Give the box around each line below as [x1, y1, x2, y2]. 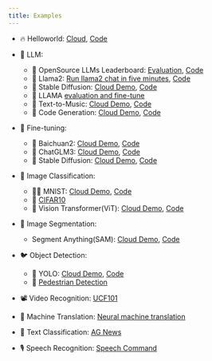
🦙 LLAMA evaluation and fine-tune [31, 90, 145, 100]
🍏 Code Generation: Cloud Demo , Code [31, 107, 161, 117]
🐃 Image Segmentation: [19, 219, 97, 228]
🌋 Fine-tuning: [19, 123, 67, 133]
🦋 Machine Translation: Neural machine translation [19, 311, 186, 321]
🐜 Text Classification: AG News [19, 327, 122, 336]
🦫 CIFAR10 [31, 195, 66, 204]
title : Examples [8, 11, 62, 20]
